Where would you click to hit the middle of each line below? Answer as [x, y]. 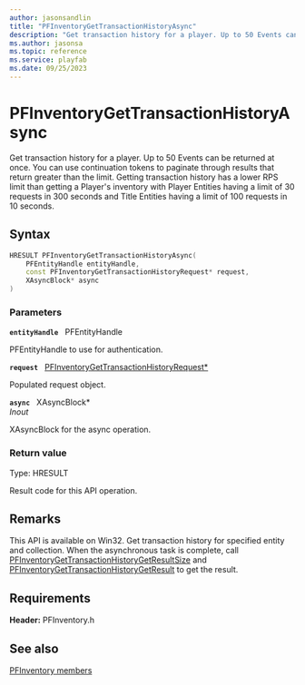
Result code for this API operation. [74, 490]
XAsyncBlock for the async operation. [80, 430]
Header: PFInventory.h [52, 620]
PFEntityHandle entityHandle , [83, 264]
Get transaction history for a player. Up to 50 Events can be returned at [142, 157]
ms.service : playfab [49, 60]
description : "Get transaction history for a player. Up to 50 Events [146, 34]
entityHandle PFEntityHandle [66, 332]
